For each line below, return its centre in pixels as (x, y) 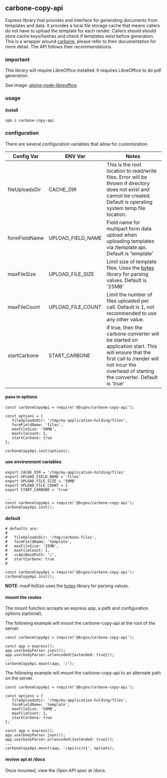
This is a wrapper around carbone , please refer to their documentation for (81, 41)
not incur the (122, 365)
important (17, 59)
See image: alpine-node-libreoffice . (42, 85)
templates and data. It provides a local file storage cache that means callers (83, 25)
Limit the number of (129, 294)
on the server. (19, 678)
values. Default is (127, 280)
